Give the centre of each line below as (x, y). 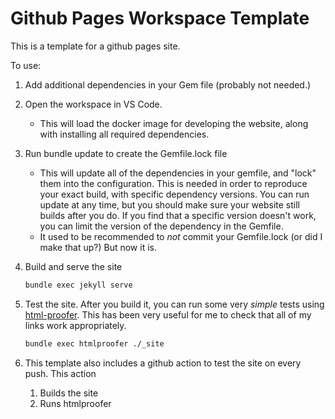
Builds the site (69, 393)
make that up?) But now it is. (98, 247)
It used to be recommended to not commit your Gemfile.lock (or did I (181, 236)
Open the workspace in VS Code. (93, 104)
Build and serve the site (73, 266)
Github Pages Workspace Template (160, 18)
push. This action (60, 373)
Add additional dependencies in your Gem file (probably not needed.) (168, 84)
